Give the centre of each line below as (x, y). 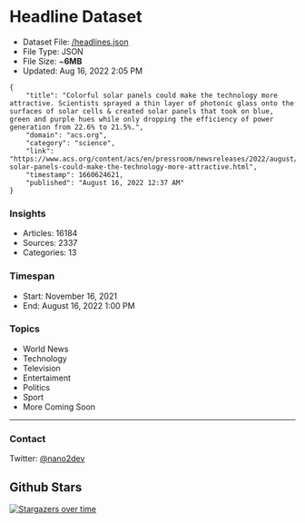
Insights (28, 213)
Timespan (32, 276)
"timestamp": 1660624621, (75, 174)
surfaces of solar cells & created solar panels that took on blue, (142, 111)
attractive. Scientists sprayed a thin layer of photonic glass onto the (152, 103)
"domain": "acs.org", (66, 135)
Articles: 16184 (50, 233)
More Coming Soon (59, 407)
